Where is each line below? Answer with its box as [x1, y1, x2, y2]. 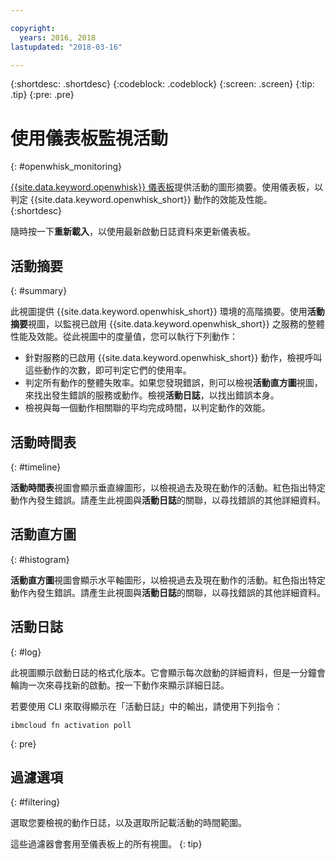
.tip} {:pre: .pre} [10, 89, 75, 101]
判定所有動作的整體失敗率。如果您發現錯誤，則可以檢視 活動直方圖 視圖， [24, 377, 323, 389]
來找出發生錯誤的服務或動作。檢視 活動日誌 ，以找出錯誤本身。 [24, 389, 280, 401]
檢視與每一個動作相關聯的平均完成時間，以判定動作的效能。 [24, 402, 271, 414]
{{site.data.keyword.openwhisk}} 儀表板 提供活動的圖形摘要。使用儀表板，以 [10, 181, 324, 193]
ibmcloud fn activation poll [10, 720, 132, 730]
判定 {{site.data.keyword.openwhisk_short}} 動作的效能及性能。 [10, 194, 273, 206]
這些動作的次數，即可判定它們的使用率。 [24, 364, 192, 376]
